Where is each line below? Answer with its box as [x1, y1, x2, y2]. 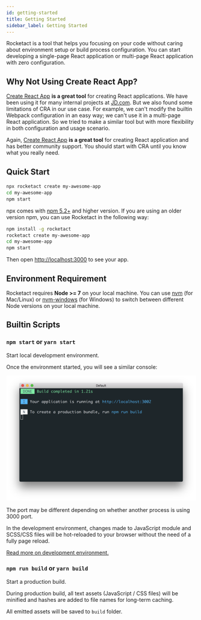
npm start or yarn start [6, 338, 76, 347]
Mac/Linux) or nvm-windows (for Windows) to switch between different [6, 296, 184, 303]
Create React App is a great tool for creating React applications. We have [6, 92, 188, 100]
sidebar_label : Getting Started [6, 22, 87, 28]
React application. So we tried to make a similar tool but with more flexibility [6, 118, 194, 126]
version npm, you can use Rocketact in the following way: [6, 213, 149, 220]
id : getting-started [6, 10, 58, 16]
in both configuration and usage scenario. [6, 124, 110, 132]
